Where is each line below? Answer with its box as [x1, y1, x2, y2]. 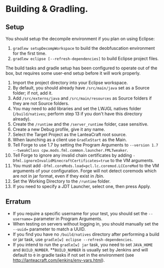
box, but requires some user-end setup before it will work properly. [5, 70, 141, 76]
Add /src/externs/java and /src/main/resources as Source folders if [12, 95, 152, 101]
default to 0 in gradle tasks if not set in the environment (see [12, 252, 134, 258]
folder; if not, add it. [12, 90, 53, 96]
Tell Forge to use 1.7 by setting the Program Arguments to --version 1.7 [12, 142, 159, 147]
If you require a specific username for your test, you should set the [12, 210, 148, 216]
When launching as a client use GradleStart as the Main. [12, 137, 127, 143]
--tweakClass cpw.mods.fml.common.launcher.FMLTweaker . [12, 147, 129, 153]
